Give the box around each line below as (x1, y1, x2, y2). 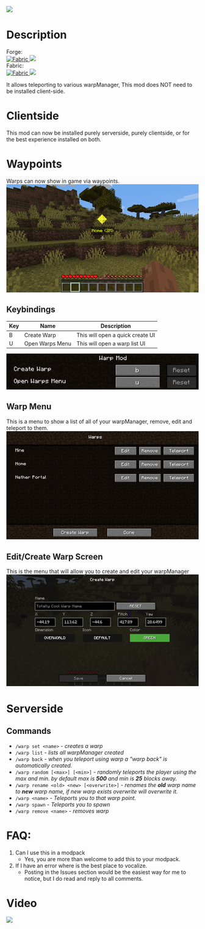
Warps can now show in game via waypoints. (6, 177, 120, 185)
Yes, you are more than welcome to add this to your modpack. (24, 855, 181, 862)
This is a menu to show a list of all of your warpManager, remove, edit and (6, 418, 192, 425)
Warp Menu (6, 401, 52, 412)
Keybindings (6, 305, 56, 315)
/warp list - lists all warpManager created (15, 749, 124, 756)
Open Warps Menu (24, 339, 72, 347)
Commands (6, 726, 52, 736)
